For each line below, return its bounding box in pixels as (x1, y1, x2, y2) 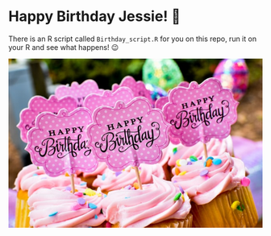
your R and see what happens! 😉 (8, 42, 119, 52)
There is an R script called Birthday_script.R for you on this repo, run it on (8, 34, 256, 43)
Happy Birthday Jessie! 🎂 (8, 7, 181, 26)
